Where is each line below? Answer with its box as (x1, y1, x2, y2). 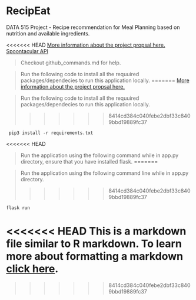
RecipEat (6, 4, 51, 18)
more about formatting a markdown (6, 250, 184, 263)
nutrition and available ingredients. (6, 30, 90, 37)
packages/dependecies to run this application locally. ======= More (20, 77, 190, 84)
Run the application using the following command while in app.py (20, 152, 179, 159)
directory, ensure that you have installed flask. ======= (20, 158, 158, 165)
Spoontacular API (6, 47, 49, 54)
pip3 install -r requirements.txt (8, 130, 94, 136)
